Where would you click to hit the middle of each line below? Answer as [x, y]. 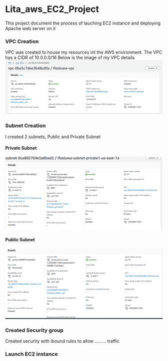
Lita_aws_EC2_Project [52, 9]
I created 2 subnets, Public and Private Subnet [53, 137]
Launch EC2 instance [31, 354]
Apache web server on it [30, 28]
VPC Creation [22, 41]
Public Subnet [20, 240]
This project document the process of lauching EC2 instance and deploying [83, 23]
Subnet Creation [25, 126]
